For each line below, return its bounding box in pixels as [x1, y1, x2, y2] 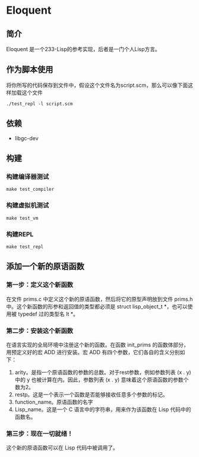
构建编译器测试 [6, 172, 49, 181]
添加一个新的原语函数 [6, 261, 84, 272]
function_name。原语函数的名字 [14, 398, 93, 405]
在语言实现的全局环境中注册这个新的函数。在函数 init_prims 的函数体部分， [6, 341, 189, 348]
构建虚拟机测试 [6, 201, 49, 210]
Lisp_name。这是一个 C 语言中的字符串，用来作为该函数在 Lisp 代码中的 [14, 405, 191, 413]
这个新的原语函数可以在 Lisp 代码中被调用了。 [6, 444, 119, 452]
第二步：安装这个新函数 [6, 326, 73, 335]
